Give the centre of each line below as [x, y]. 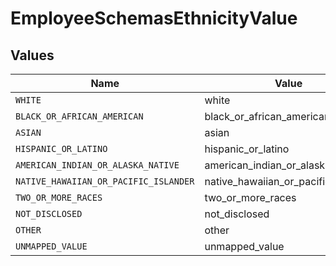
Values [32, 55]
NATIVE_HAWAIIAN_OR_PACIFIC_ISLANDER [105, 181]
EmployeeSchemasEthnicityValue [154, 18]
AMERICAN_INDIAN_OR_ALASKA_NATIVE [97, 165]
